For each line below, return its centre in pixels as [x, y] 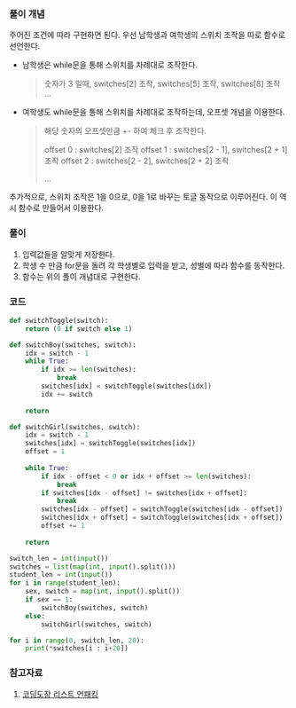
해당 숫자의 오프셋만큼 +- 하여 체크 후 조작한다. [125, 131]
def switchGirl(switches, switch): [75, 427]
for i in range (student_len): [65, 583]
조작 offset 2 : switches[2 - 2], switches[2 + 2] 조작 [136, 161]
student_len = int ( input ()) [61, 575]
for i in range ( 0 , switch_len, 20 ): [77, 641]
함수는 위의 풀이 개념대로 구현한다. [81, 276]
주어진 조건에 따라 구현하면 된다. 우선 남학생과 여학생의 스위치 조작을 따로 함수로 [148, 35]
